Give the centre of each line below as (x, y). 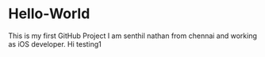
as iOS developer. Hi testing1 (55, 44)
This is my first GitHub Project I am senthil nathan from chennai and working (133, 36)
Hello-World (49, 14)
